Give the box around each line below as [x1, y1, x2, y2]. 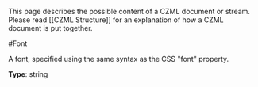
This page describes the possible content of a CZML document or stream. [8, 7, 250, 16]
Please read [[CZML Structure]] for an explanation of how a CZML [8, 15, 224, 25]
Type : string [8, 70, 48, 78]
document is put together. [8, 24, 93, 32]
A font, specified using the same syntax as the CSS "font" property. [8, 55, 229, 63]
